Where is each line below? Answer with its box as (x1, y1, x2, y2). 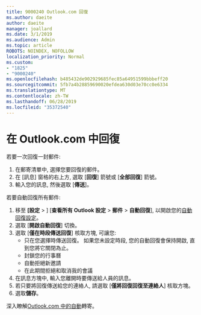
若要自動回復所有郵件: (6, 194, 61, 201)
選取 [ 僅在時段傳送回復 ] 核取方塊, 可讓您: (14, 229, 116, 237)
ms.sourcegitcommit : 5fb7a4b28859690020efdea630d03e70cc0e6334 (6, 82, 169, 88)
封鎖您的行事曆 (23, 252, 61, 259)
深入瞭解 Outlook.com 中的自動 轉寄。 (6, 302, 98, 310)
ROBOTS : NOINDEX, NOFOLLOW (6, 48, 74, 54)
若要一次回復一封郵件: (6, 153, 61, 161)
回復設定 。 (14, 214, 42, 221)
